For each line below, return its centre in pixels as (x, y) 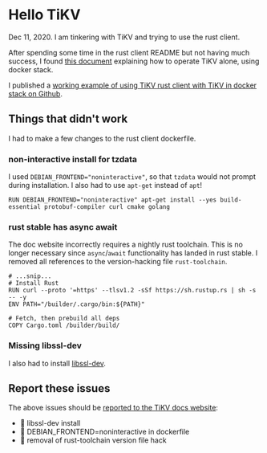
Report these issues (59, 388)
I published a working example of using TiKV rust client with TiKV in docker (133, 85)
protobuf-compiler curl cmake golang (107, 207)
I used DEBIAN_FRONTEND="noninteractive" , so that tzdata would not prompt (132, 177)
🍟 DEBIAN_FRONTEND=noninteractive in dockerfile (105, 432)
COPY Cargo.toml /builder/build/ (64, 326)
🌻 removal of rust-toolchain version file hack (93, 440)
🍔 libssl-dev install (50, 423)
